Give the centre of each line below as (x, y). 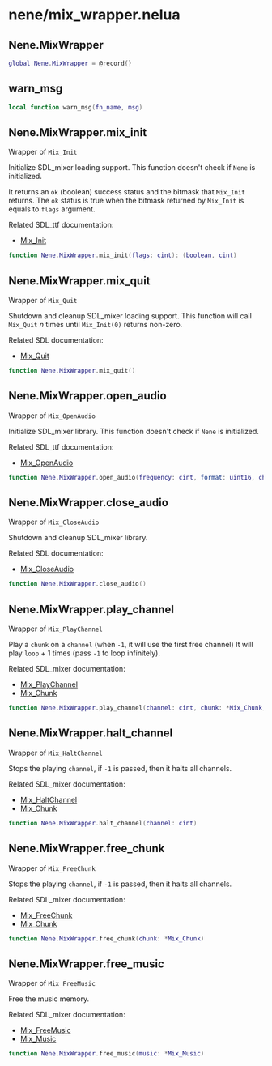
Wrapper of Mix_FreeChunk (52, 868)
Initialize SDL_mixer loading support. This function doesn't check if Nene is (132, 168)
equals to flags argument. (52, 209)
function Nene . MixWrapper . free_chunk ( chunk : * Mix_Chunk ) (106, 938)
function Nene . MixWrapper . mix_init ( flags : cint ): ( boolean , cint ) (123, 256)
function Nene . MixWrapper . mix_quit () (72, 371)
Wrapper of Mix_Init (43, 152)
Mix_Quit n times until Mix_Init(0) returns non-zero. (96, 325)
